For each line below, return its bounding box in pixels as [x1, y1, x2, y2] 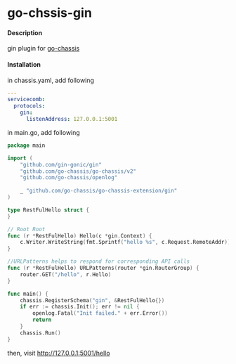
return [32, 316, 52, 324]
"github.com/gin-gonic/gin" [20, 161, 102, 168]
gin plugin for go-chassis [7, 44, 80, 53]
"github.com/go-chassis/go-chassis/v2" [20, 167, 137, 175]
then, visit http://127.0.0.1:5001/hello [7, 349, 110, 357]
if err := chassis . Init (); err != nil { [20, 304, 140, 311]
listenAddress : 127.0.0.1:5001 [25, 116, 118, 123]
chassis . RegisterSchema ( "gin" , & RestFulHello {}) [20, 297, 165, 304]
